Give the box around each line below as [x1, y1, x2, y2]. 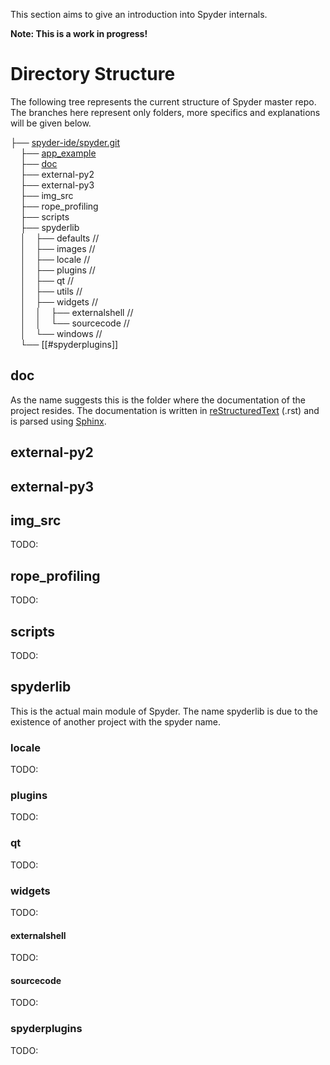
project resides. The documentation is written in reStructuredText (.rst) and [10, 404, 320, 416]
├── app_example [19, 147, 97, 159]
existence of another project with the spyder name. [10, 715, 222, 728]
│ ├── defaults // [19, 232, 100, 244]
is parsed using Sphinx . [10, 415, 107, 427]
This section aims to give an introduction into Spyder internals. [10, 9, 268, 20]
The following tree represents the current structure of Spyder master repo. [10, 95, 317, 108]
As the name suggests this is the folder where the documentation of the [10, 394, 306, 406]
